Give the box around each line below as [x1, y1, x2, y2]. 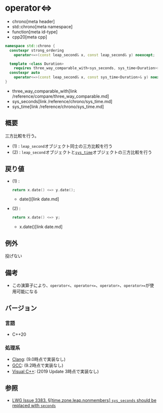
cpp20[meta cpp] [12, 34, 48, 40]
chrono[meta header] [12, 18, 55, 24]
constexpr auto [9, 71, 40, 75]
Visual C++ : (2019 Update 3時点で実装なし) [12, 368, 99, 374]
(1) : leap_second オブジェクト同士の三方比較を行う [12, 143, 113, 149]
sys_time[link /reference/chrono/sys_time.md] [12, 104, 104, 109]
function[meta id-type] [12, 29, 58, 35]
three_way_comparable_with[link [12, 88, 78, 94]
